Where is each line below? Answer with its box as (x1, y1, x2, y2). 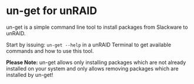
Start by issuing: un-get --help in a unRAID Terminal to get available (6, 41, 172, 48)
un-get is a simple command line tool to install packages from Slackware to (6, 23, 188, 31)
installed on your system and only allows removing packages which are (6, 65, 179, 72)
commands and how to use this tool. (6, 47, 94, 54)
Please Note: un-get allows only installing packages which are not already (6, 59, 186, 66)
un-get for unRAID (6, 4, 98, 18)
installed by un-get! (6, 71, 53, 78)
